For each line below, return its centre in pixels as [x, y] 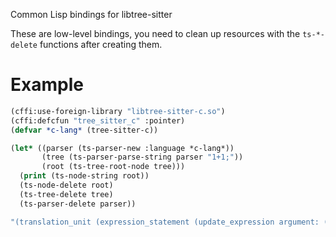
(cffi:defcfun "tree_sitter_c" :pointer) [98, 120]
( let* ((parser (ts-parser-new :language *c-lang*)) [122, 148]
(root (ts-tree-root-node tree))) [113, 167]
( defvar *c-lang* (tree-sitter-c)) [84, 130]
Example [47, 85]
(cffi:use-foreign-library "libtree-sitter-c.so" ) [118, 111]
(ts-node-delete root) [66, 185]
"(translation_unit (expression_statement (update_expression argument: [165, 222]
